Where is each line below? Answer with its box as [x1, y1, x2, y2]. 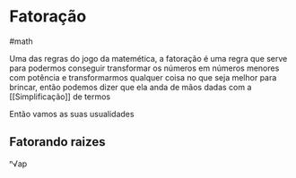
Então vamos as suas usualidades [9, 108, 135, 119]
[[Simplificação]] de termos [9, 91, 110, 102]
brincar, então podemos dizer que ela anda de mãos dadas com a [9, 81, 252, 92]
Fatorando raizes [9, 134, 106, 149]
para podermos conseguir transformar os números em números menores [9, 63, 280, 73]
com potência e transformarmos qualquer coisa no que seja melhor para [9, 72, 277, 82]
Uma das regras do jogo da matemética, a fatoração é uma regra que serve [9, 53, 288, 64]
